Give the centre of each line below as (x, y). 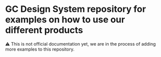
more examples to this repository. (40, 49)
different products (44, 30)
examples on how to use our (65, 20)
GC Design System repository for (76, 9)
